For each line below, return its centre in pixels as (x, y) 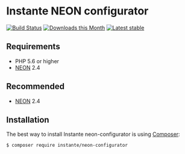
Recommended (36, 86)
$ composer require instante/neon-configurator (67, 146)
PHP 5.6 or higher (37, 61)
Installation (28, 119)
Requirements (33, 47)
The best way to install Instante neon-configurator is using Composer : (93, 134)
